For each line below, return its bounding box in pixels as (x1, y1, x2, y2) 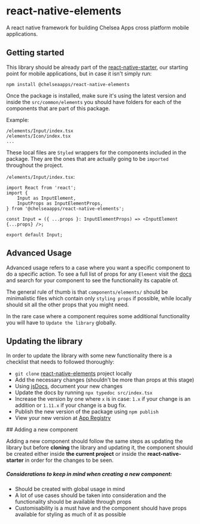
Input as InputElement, (17, 195, 77, 201)
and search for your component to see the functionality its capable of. (6, 276, 178, 284)
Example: (6, 116, 29, 123)
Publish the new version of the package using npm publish (14, 408, 159, 415)
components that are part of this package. (6, 105, 110, 112)
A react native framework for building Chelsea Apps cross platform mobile (6, 24, 189, 31)
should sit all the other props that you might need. (6, 301, 129, 308)
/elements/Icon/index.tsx (6, 133, 71, 139)
